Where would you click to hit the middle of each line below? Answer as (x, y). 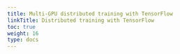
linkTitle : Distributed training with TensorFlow (81, 20)
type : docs (23, 40)
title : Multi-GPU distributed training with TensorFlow (90, 14)
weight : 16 (23, 33)
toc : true (22, 27)
